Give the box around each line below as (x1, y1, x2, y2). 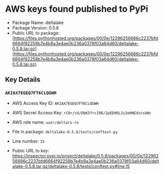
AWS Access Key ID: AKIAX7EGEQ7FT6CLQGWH (12, 100, 99, 106)
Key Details (5, 75, 41, 84)
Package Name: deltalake (12, 20, 64, 25)
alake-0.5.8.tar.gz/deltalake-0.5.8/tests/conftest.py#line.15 (12, 163, 130, 169)
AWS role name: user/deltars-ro (12, 119, 79, 125)
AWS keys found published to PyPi (5, 3, 148, 15)
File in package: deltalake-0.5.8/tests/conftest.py (12, 128, 118, 134)
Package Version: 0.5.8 (12, 25, 59, 30)
